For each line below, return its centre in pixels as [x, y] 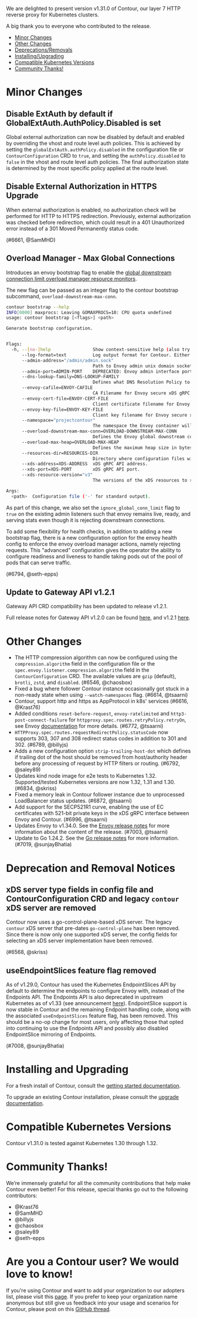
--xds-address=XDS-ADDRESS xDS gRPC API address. [85, 464]
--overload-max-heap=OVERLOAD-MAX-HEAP [70, 442]
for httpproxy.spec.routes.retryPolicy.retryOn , [127, 720]
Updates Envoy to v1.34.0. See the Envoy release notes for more [92, 826]
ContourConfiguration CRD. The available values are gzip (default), [95, 676]
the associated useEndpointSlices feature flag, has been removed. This [92, 1016]
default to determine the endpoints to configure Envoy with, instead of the [95, 991]
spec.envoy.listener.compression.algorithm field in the [82, 670]
